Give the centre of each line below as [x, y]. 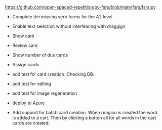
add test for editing [32, 84]
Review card [25, 45]
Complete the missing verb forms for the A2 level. [63, 17]
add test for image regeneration [44, 93]
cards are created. [31, 123]
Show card [23, 36]
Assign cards [26, 65]
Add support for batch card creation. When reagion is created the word [85, 112]
